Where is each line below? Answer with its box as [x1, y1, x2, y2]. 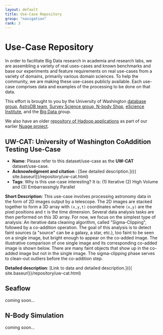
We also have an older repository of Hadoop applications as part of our [5, 118, 147, 124]
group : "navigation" [5, 16, 47, 21]
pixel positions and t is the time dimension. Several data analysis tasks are [5, 209, 154, 215]
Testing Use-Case [5, 145, 61, 154]
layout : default [5, 7, 38, 12]
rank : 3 [5, 20, 21, 26]
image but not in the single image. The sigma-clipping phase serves [18, 251, 155, 256]
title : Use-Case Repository [5, 12, 62, 17]
